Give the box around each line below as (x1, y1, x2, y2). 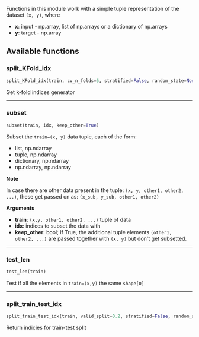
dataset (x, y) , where (6, 11, 60, 18)
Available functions (6, 46, 79, 56)
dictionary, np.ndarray (14, 157, 69, 164)
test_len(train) (6, 269, 46, 275)
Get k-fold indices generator (6, 89, 75, 96)
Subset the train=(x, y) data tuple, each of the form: (6, 133, 137, 140)
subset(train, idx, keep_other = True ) (6, 122, 99, 128)
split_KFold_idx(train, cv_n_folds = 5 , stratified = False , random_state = (6, 77, 187, 84)
